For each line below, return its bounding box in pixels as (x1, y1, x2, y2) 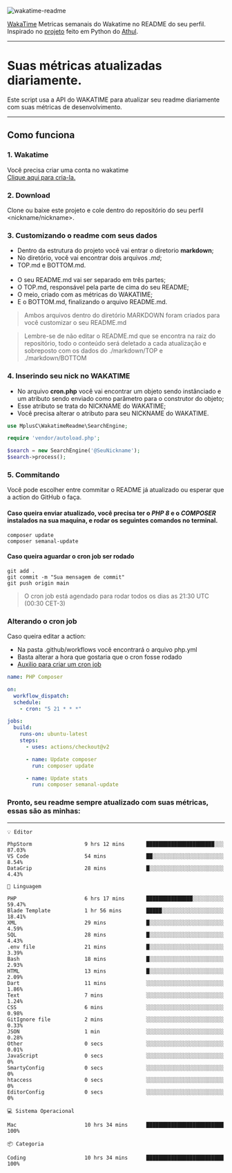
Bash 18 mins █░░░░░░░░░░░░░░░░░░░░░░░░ (7, 955, 224, 962)
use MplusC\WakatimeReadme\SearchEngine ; (7, 422, 128, 429)
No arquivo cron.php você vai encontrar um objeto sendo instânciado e (17, 387, 222, 395)
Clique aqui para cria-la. (7, 173, 76, 181)
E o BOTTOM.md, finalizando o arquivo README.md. (17, 298, 168, 306)
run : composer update (32, 762, 95, 769)
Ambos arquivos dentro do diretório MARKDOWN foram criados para (23, 311, 220, 319)
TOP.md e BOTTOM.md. (17, 261, 86, 270)
